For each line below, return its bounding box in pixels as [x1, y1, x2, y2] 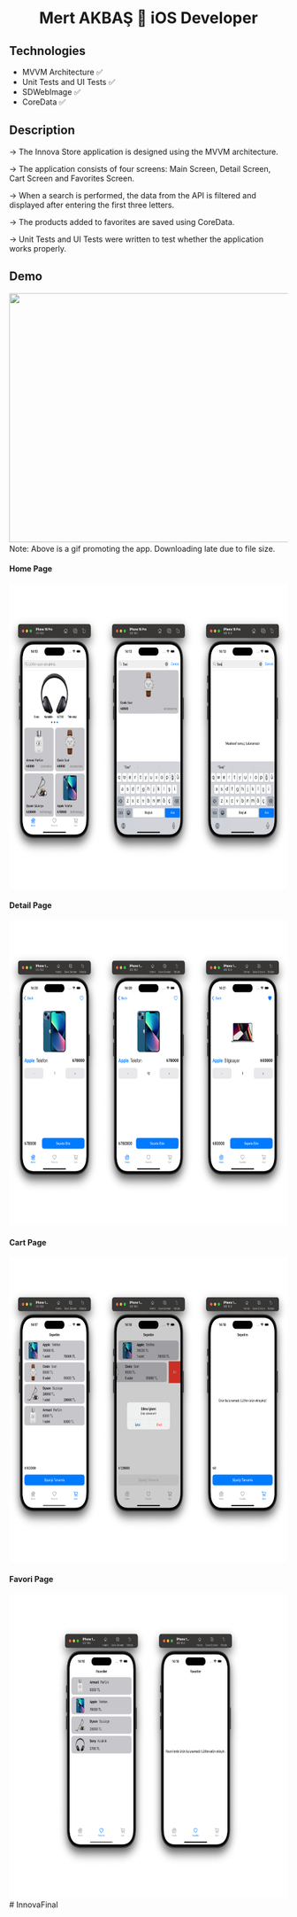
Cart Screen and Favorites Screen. [9, 173, 135, 183]
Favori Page [9, 1573, 54, 1584]
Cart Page [9, 1237, 47, 1247]
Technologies [9, 43, 87, 58]
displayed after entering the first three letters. [9, 199, 175, 210]
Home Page [9, 563, 53, 574]
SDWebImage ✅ [21, 87, 81, 97]
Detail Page [9, 900, 52, 911]
